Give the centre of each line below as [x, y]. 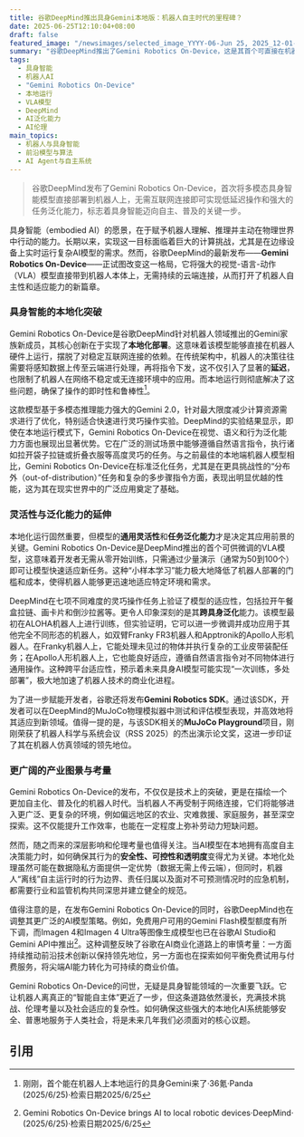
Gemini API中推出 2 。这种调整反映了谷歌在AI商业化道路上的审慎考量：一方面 [151, 943]
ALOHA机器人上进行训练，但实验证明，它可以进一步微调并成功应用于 [153, 623]
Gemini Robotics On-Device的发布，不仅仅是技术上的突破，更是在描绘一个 [148, 792]
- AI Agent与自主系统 [55, 161]
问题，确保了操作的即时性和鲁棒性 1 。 [86, 390]
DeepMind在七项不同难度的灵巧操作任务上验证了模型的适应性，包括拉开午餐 [152, 601]
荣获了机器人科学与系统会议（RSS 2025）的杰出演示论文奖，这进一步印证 [154, 733]
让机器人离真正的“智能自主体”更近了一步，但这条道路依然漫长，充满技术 [144, 997]
